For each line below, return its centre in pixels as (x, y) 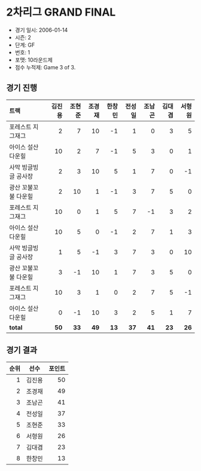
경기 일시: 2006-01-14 (41, 30)
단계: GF (25, 45)
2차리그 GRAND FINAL (61, 12)
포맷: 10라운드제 (33, 60)
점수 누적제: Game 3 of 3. (45, 67)
